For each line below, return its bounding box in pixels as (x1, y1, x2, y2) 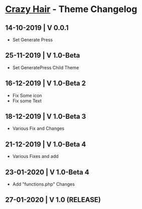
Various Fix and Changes (12, 125, 65, 131)
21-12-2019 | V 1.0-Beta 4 (5, 140, 86, 148)
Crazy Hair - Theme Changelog (5, 4, 137, 15)
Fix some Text (12, 98, 42, 104)
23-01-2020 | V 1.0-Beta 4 (5, 168, 89, 176)
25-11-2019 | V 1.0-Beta (5, 51, 80, 60)
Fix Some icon (12, 92, 42, 98)
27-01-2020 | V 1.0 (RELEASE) (5, 195, 101, 204)
